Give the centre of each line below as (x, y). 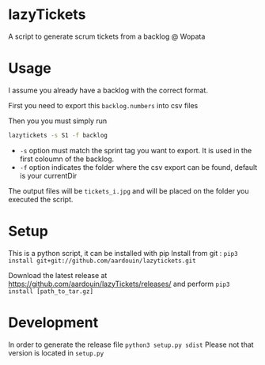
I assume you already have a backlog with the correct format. (108, 90)
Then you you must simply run (58, 121)
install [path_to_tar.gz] (51, 291)
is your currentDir (48, 175)
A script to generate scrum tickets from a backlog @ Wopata (107, 36)
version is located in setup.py (56, 352)
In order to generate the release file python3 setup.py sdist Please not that (131, 344)
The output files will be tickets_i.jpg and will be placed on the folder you (129, 190)
